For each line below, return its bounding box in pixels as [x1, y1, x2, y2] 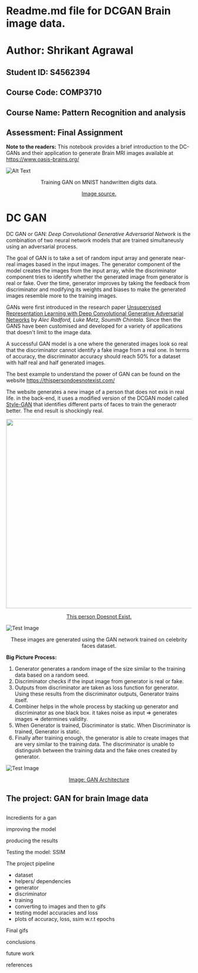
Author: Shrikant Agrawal [6, 44, 134, 57]
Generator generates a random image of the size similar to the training [14, 665, 186, 673]
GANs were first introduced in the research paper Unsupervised [6, 303, 161, 311]
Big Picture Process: [6, 654, 57, 661]
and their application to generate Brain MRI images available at [21, 150, 174, 157]
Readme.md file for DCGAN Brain [6, 4, 171, 18]
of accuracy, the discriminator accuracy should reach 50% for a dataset [6, 353, 181, 360]
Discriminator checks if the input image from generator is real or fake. [14, 678, 184, 685]
